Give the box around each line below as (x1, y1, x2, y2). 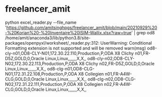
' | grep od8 (131, 30, 155, 35)
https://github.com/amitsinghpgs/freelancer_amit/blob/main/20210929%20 (6, 24, 157, 30)
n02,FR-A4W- (104, 81, 132, 87)
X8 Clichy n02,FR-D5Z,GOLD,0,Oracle (78, 61, 155, 66)
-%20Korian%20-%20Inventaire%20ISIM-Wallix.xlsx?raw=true (5, 30, 132, 35)
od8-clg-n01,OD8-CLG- (47, 65, 95, 71)
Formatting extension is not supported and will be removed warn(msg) (5, 45, 146, 51)
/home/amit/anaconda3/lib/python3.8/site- (5, 35, 91, 41)
